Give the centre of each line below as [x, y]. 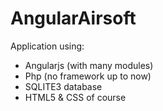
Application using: [47, 46]
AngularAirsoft [73, 18]
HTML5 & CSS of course [75, 97]
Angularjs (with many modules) [89, 65]
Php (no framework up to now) [88, 76]
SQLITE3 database [63, 86]
